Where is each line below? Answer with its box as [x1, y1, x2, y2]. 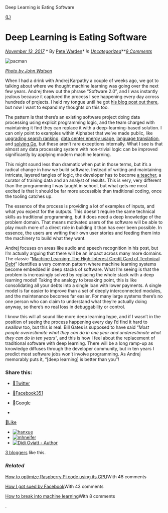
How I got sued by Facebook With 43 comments [5, 483, 104, 489]
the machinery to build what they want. [5, 235, 86, 241]
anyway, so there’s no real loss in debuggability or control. [5, 304, 125, 310]
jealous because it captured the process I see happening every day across [5, 93, 159, 100]
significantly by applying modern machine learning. [5, 151, 111, 158]
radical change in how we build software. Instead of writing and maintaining [5, 166, 162, 173]
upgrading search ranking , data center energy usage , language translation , [5, 135, 160, 141]
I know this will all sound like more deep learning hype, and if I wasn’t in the [5, 313, 161, 319]
